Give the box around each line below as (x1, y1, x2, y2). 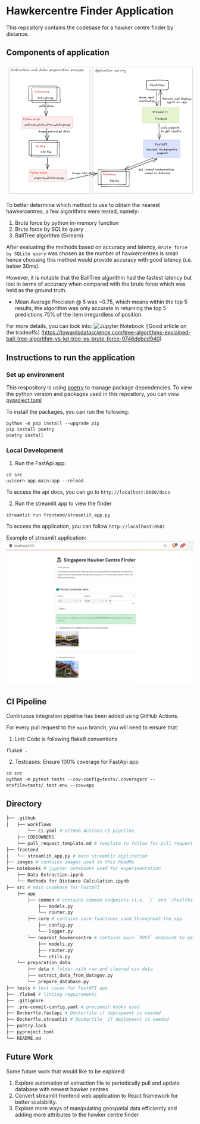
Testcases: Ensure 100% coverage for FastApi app (14, 758, 139, 766)
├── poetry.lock (6, 1023, 46, 1029)
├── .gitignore (6, 998, 44, 1004)
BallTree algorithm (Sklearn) (14, 232, 84, 239)
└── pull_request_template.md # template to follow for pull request (17, 840, 193, 846)
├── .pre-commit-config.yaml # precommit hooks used (6, 1004, 140, 1010)
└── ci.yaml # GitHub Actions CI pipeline (27, 828, 135, 834)
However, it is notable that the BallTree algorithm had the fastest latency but (6, 274, 192, 281)
